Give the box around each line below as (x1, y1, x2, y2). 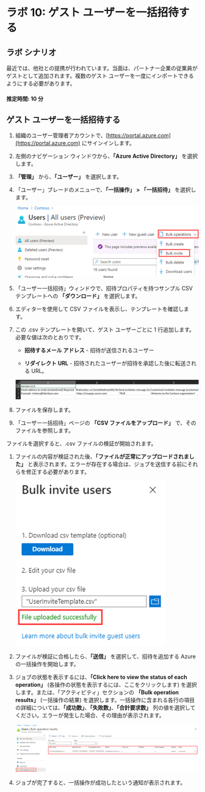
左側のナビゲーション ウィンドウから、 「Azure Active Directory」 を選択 (15, 152, 198, 160)
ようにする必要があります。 (6, 80, 76, 87)
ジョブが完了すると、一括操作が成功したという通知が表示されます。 (15, 779, 186, 786)
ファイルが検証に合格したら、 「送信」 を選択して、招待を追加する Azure (15, 653, 196, 661)
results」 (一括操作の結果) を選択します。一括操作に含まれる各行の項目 (15, 697, 195, 704)
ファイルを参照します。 (15, 427, 74, 434)
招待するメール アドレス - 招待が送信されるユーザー (24, 347, 154, 354)
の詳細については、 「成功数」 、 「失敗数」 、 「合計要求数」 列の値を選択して (15, 704, 196, 711)
